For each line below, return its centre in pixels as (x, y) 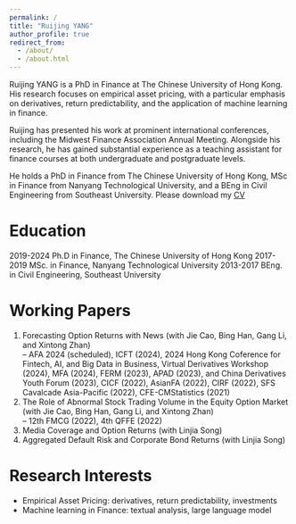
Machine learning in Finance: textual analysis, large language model (147, 510)
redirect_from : (37, 42)
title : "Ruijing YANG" (51, 26)
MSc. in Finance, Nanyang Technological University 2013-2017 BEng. (156, 265)
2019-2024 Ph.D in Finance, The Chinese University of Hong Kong (131, 255)
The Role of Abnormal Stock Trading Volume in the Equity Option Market (155, 402)
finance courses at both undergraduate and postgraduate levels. (127, 158)
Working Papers (70, 311)
